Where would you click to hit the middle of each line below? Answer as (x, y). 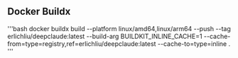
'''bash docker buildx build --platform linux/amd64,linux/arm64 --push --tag (119, 28)
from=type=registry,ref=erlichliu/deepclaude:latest (82, 43)
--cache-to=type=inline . (194, 43)
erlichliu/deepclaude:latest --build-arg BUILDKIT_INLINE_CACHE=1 (105, 36)
